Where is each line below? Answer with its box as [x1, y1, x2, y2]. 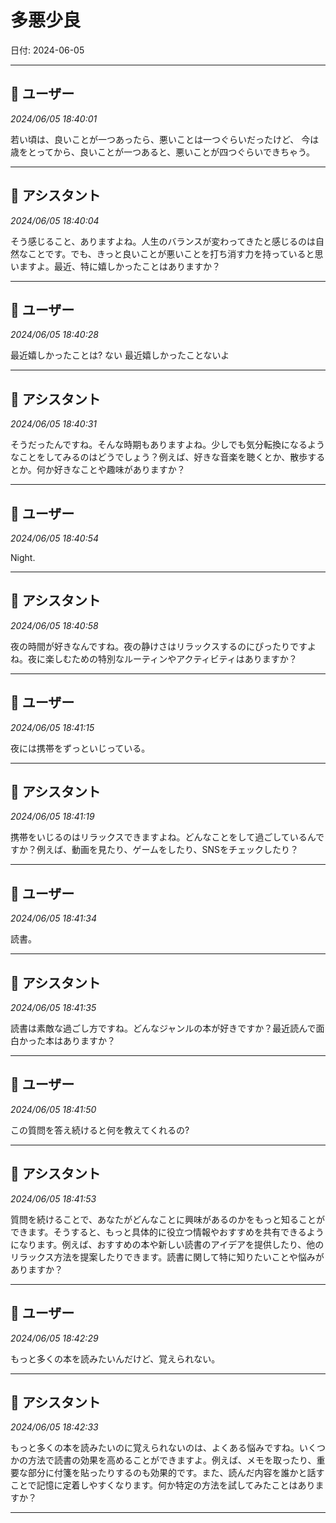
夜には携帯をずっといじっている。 [10, 742, 151, 754]
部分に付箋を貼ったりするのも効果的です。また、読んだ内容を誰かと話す [27, 1467, 325, 1479]
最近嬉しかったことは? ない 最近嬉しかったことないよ [10, 349, 230, 361]
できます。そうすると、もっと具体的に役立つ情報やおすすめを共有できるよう [10, 1226, 325, 1238]
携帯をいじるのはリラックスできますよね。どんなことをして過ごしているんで [10, 831, 325, 843]
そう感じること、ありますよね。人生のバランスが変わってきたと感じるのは [10, 235, 317, 247]
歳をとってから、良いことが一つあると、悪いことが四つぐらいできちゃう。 [10, 146, 316, 158]
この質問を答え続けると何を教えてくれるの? [10, 1124, 190, 1136]
